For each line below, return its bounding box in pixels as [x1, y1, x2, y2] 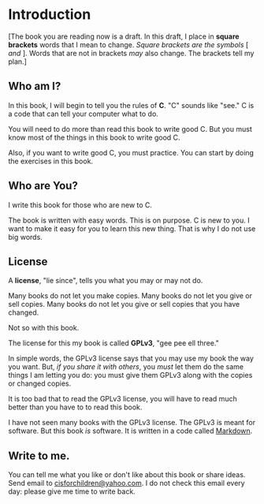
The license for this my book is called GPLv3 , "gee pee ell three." [8, 338, 219, 348]
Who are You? [8, 179, 79, 192]
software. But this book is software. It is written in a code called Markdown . [8, 426, 253, 435]
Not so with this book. [8, 323, 80, 333]
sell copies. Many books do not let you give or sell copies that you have [8, 300, 240, 309]
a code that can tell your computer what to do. [8, 109, 159, 118]
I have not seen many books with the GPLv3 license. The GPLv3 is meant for [8, 418, 256, 427]
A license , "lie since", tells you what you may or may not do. [8, 276, 203, 286]
